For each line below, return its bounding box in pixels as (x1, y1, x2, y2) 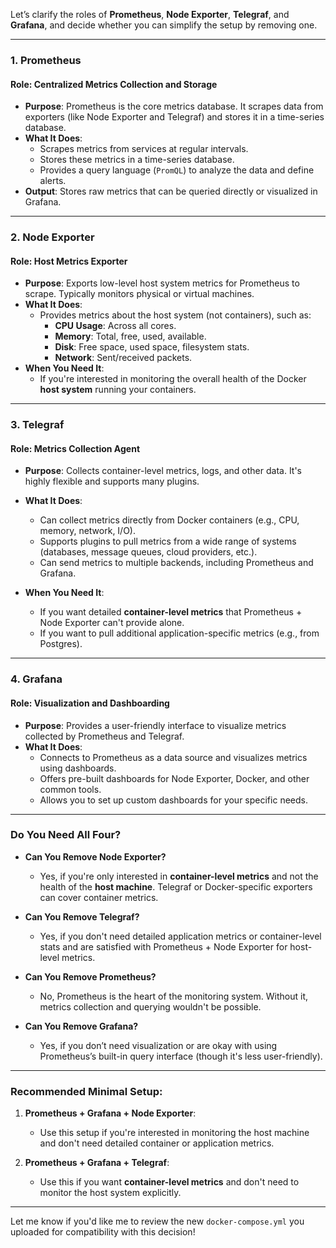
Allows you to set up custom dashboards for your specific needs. (39, 794, 308, 806)
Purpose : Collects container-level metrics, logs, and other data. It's (24, 465, 303, 477)
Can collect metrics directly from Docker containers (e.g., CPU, (39, 514, 300, 526)
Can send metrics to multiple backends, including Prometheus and (39, 557, 314, 569)
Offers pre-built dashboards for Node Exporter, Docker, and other (39, 772, 310, 784)
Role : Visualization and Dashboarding (10, 697, 170, 709)
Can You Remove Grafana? (24, 1020, 139, 1032)
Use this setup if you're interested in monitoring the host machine (39, 1127, 310, 1139)
